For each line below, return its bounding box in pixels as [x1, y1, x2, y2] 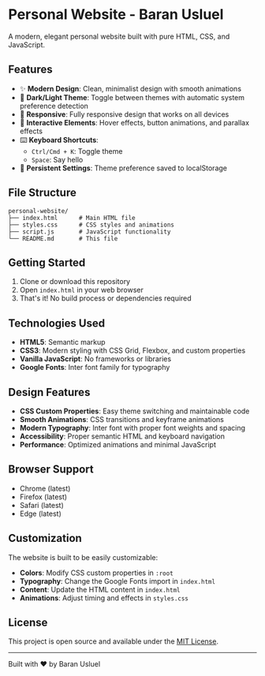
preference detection [19, 101, 89, 110]
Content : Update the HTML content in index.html [19, 584, 181, 594]
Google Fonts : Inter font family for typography [19, 363, 170, 372]
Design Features [8, 385, 91, 399]
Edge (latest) [19, 509, 62, 518]
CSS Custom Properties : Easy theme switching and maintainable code [19, 406, 250, 416]
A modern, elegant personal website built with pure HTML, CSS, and [8, 32, 230, 41]
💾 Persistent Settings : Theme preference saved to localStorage [19, 163, 227, 173]
